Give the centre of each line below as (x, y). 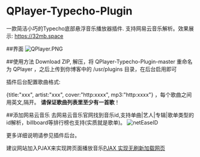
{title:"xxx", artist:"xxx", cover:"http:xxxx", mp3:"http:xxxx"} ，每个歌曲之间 (99, 94)
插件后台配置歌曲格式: (34, 82)
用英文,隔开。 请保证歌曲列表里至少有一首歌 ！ (63, 102)
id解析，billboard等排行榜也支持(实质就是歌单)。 (66, 122)
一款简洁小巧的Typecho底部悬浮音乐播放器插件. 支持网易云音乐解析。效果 (98, 28)
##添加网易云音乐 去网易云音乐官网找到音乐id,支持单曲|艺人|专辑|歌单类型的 (100, 115)
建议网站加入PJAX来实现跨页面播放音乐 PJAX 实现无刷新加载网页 (86, 148)
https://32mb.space (39, 36)
